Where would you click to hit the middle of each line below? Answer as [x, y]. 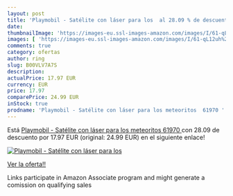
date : [15, 26]
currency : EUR [28, 84]
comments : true [29, 46]
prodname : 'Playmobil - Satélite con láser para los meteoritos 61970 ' [116, 110]
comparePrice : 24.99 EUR [43, 98]
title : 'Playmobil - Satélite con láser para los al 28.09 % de [103, 20]
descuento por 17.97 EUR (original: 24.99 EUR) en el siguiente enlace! [106, 137]
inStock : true [28, 104]
